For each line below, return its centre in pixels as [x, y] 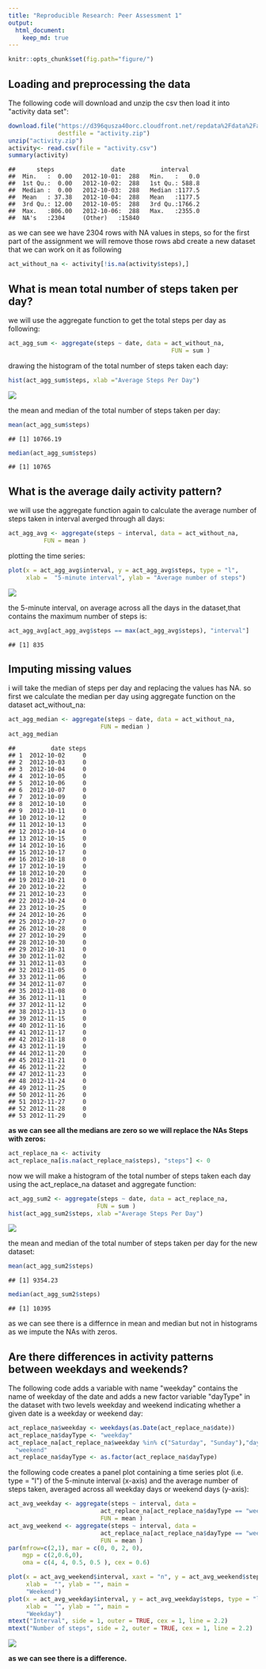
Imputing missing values [70, 669]
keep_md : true [46, 38]
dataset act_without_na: [47, 705]
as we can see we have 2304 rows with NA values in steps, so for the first [129, 233]
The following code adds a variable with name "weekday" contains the [123, 1388]
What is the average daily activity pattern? [115, 491]
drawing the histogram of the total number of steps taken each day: [118, 366]
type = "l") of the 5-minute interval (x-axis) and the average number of [123, 1481]
